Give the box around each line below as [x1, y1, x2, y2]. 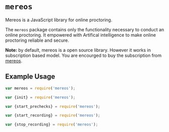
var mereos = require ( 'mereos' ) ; [5, 86, 76, 91]
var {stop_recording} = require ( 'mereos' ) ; [5, 122, 98, 127]
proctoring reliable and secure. [5, 37, 70, 43]
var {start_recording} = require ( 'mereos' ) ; [5, 113, 100, 118]
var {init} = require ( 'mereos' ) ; [5, 95, 76, 100]
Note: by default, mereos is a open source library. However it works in [5, 47, 151, 53]
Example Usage [5, 73, 55, 81]
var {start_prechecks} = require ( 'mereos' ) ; [5, 104, 100, 109]
